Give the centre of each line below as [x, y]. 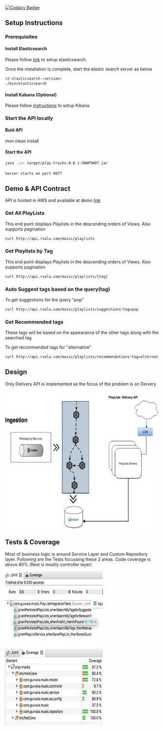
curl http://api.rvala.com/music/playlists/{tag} [57, 277]
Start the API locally [29, 118]
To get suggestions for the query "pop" [44, 300]
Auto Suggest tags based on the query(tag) [58, 289]
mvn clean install [22, 141]
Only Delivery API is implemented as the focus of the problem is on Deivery [81, 384]
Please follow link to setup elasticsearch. [46, 59]
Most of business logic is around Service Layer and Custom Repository [76, 554]
